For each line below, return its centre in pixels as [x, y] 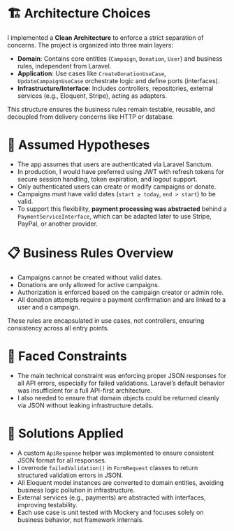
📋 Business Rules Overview [90, 253]
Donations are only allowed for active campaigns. [88, 284]
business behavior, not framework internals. [81, 519]
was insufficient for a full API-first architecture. [85, 390]
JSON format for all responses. [62, 460]
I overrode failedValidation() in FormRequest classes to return [108, 467]
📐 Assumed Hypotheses [79, 145]
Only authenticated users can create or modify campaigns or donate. [117, 187]
